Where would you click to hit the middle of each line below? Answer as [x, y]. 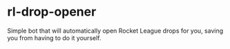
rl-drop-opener [52, 12]
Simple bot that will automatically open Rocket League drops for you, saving [115, 31]
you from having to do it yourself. [54, 37]
